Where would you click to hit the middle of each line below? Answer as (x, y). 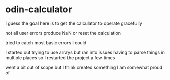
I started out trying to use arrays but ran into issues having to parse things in (85, 52)
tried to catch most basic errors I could (46, 43)
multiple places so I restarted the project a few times (60, 58)
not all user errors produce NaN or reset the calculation (63, 33)
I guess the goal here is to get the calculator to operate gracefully (74, 23)
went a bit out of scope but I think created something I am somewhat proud (84, 67)
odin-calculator (39, 9)
